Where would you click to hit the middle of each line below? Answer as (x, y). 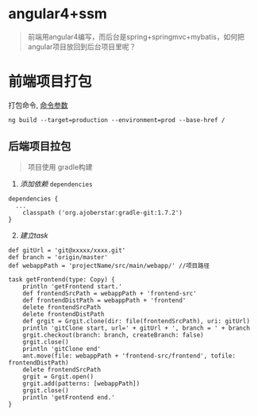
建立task (34, 235)
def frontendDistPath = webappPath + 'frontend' (104, 300)
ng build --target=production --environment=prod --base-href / (117, 120)
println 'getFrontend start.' (73, 286)
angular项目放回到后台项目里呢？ (82, 46)
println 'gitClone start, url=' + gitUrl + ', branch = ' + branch (136, 328)
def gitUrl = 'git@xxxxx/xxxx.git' (67, 250)
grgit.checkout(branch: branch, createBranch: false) (113, 335)
